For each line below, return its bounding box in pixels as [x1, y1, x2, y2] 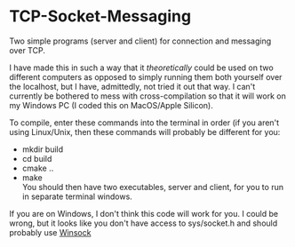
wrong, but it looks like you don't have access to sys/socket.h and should [9, 218, 278, 228]
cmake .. [21, 163, 54, 173]
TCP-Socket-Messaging [9, 6, 192, 27]
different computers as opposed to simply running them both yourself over [9, 71, 283, 82]
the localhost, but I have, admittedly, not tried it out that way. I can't [9, 81, 256, 92]
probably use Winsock [9, 227, 92, 237]
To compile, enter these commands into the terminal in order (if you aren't [9, 117, 280, 128]
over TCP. [9, 44, 46, 55]
